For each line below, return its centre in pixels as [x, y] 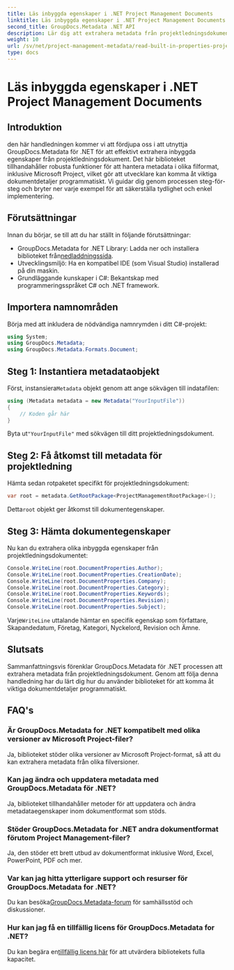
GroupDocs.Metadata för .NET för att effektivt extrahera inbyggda [102, 151]
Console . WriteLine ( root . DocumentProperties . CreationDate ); [95, 575]
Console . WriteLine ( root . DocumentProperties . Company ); [87, 581]
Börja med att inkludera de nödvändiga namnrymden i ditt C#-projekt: [107, 324]
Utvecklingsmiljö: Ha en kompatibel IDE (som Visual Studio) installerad [118, 263]
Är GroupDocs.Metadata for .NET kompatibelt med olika [104, 730]
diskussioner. [26, 909]
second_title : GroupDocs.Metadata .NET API [71, 26]
